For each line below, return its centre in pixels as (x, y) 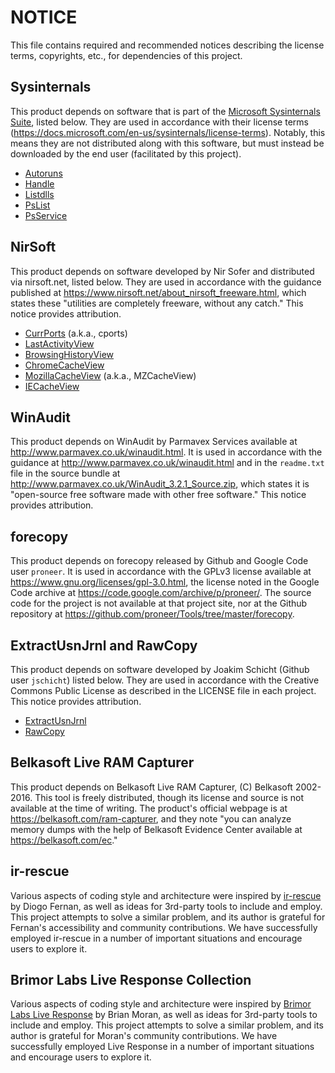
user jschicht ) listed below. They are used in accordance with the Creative (165, 680)
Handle (39, 183)
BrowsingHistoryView (69, 354)
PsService (46, 215)
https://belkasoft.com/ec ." (64, 840)
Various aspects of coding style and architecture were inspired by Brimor (161, 1004)
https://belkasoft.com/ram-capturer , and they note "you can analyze (151, 818)
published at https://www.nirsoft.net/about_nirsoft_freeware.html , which (158, 292)
